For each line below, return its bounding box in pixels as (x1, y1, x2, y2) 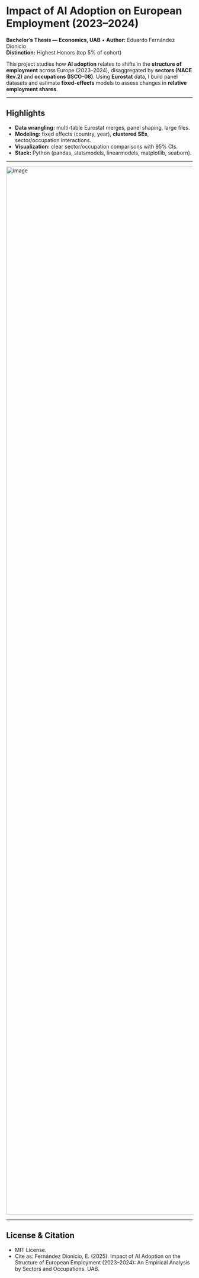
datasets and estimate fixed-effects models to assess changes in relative (6, 79, 187, 86)
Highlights (6, 108, 46, 118)
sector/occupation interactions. (14, 136, 92, 143)
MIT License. (14, 1246, 47, 1253)
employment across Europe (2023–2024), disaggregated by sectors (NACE (6, 66, 192, 73)
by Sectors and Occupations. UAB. (14, 1265, 99, 1272)
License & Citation (6, 1231, 75, 1241)
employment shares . (6, 85, 58, 92)
